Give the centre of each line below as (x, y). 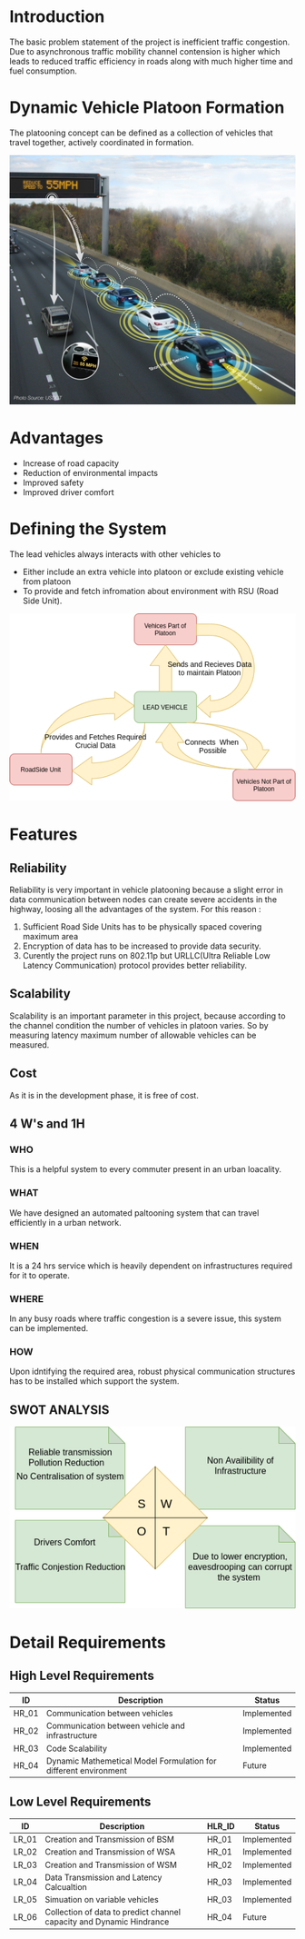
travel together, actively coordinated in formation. (102, 142)
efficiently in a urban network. (66, 1222)
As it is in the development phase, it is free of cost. (104, 1095)
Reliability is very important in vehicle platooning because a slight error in (147, 890)
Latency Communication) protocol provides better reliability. (135, 965)
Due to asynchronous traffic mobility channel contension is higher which (145, 51)
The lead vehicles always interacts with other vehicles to (115, 554)
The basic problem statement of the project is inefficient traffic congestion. (150, 42)
